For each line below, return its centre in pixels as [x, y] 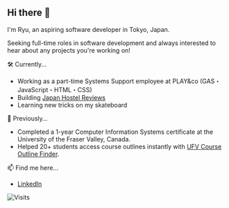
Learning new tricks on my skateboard [72, 105]
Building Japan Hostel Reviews [61, 97]
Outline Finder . [38, 154]
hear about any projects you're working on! [69, 50]
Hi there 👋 [29, 13]
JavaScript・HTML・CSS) [54, 89]
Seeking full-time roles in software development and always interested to [112, 43]
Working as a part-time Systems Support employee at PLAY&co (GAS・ [119, 81]
